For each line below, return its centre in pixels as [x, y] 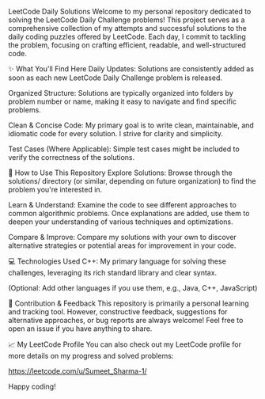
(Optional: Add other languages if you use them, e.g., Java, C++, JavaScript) [133, 288]
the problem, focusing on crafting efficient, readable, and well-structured [127, 45]
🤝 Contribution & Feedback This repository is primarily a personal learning [129, 303]
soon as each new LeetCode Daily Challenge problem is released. [115, 78]
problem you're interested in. [55, 190]
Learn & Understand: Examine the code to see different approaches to [123, 205]
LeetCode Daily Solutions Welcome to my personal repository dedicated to [130, 11]
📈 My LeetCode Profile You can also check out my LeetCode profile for [125, 344]
